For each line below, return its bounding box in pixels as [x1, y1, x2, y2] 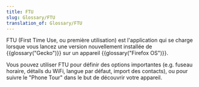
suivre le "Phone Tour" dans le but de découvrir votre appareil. [6, 74, 162, 82]
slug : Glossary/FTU [6, 14, 56, 21]
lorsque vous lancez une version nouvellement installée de [6, 43, 152, 50]
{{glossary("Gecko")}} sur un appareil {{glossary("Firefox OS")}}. [6, 50, 169, 57]
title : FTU [6, 8, 34, 15]
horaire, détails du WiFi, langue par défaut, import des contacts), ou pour [6, 68, 188, 75]
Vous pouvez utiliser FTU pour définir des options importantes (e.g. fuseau [6, 61, 193, 68]
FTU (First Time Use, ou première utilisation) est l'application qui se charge [6, 37, 194, 44]
